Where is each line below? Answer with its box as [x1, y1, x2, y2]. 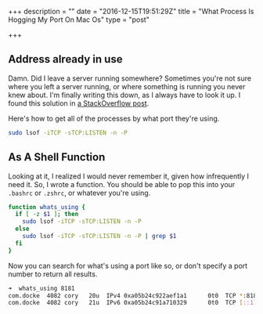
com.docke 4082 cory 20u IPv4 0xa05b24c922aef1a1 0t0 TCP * [8, 291, 243, 300]
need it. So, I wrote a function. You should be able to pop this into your [8, 179, 236, 189]
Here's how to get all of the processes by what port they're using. [8, 114, 220, 123]
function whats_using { [8, 203, 86, 211]
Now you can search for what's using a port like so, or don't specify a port [8, 261, 248, 270]
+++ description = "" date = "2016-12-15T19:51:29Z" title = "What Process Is [8, 7, 254, 16]
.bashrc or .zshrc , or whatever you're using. [8, 188, 151, 197]
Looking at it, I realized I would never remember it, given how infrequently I [8, 171, 249, 181]
